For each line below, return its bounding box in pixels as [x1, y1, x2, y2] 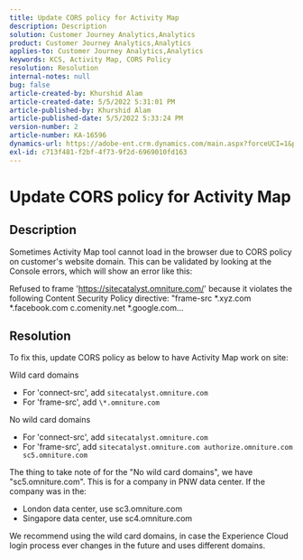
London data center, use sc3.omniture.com [22, 503, 183, 515]
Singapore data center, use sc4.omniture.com [22, 513, 193, 524]
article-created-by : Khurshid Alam [9, 89, 143, 98]
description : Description [9, 22, 106, 31]
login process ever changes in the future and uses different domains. [9, 540, 266, 551]
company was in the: [9, 486, 87, 497]
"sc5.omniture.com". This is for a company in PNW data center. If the [9, 476, 266, 488]
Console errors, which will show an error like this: [9, 266, 193, 276]
